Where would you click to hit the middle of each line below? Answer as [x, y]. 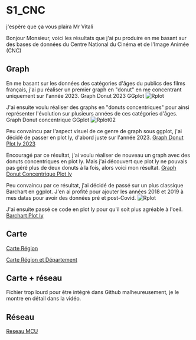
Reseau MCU [22, 331]
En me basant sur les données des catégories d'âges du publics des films [96, 83]
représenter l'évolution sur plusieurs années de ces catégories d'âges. [92, 113]
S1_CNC [26, 10]
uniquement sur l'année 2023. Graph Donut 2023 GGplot [75, 95]
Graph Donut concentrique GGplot [48, 120]
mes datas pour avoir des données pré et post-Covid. [71, 197]
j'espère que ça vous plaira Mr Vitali [50, 27]
